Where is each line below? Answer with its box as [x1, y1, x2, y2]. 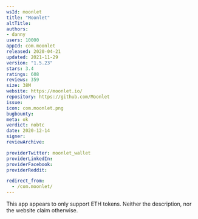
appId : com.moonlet [6, 43, 56, 49]
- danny [6, 32, 26, 38]
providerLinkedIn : [6, 156, 53, 162]
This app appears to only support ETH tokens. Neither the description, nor [6, 200, 192, 207]
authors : [6, 26, 29, 32]
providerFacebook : [6, 161, 53, 167]
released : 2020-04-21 [6, 49, 61, 55]
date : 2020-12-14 [6, 128, 50, 134]
